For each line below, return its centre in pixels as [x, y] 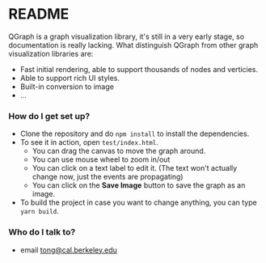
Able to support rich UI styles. [70, 78]
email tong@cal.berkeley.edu [68, 250]
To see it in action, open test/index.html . [89, 142]
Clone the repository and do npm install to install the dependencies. [135, 134]
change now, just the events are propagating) [108, 177]
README [39, 14]
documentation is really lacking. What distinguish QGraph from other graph [133, 45]
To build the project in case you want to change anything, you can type [138, 202]
